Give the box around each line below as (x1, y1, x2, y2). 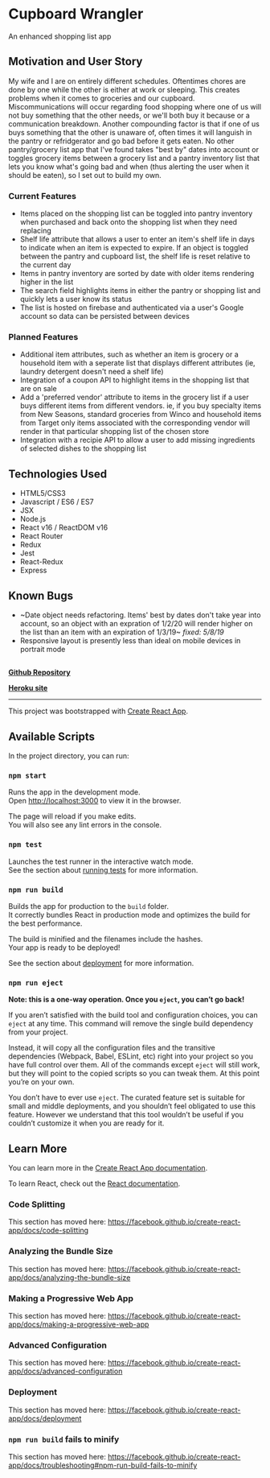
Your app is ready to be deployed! (8, 943, 121, 952)
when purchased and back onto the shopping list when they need (19, 217, 238, 227)
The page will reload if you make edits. (8, 811, 137, 821)
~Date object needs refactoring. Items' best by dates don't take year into (19, 609, 261, 620)
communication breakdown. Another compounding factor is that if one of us (8, 118, 260, 129)
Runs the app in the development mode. (8, 787, 141, 797)
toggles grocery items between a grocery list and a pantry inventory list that (8, 153, 260, 163)
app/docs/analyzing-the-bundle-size (8, 1273, 131, 1282)
